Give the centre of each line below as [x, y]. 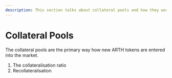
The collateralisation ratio [39, 65]
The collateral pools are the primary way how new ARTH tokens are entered [85, 50]
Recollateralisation [32, 70]
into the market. [22, 55]
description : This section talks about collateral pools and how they [82, 10]
